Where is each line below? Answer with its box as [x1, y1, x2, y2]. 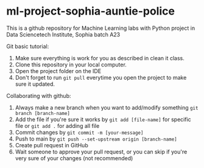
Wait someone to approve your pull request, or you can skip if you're [15, 148, 188, 155]
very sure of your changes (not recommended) [15, 154, 133, 162]
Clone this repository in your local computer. [15, 61, 127, 68]
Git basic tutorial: [6, 43, 49, 50]
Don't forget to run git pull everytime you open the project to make [15, 74, 187, 81]
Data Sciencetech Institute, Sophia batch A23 [6, 30, 121, 38]
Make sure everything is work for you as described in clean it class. [15, 54, 185, 61]
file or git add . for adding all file [15, 122, 100, 129]
